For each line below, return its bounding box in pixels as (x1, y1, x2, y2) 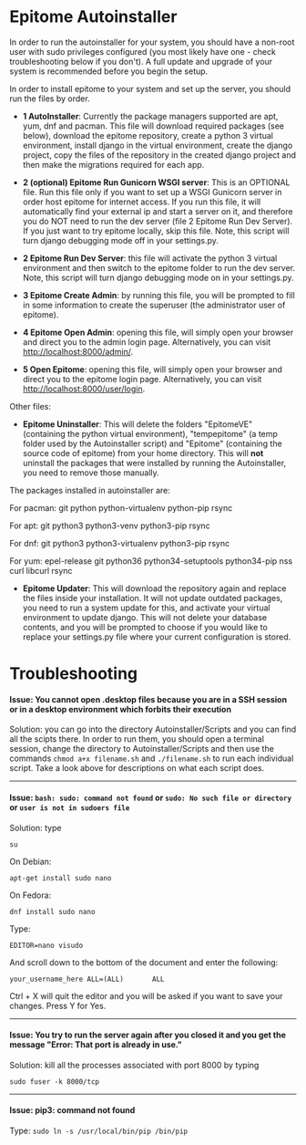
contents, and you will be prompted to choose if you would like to (22, 621, 269, 632)
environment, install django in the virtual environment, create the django (22, 140, 293, 151)
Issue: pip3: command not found (9, 1105, 136, 1116)
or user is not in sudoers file (9, 801, 130, 813)
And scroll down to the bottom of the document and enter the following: (9, 956, 279, 968)
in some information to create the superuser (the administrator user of (22, 299, 286, 310)
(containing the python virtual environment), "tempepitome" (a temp (22, 428, 278, 439)
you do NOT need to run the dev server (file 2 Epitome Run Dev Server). (22, 215, 293, 226)
